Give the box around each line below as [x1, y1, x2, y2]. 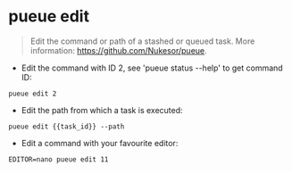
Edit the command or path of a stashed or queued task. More [29, 36, 255, 46]
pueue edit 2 [8, 89, 57, 98]
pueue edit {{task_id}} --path [8, 122, 125, 131]
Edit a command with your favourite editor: [21, 137, 179, 148]
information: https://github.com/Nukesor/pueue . [29, 45, 207, 55]
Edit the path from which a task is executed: [21, 104, 184, 115]
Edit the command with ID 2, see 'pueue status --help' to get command [21, 62, 283, 73]
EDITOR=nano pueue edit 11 [8, 154, 109, 164]
